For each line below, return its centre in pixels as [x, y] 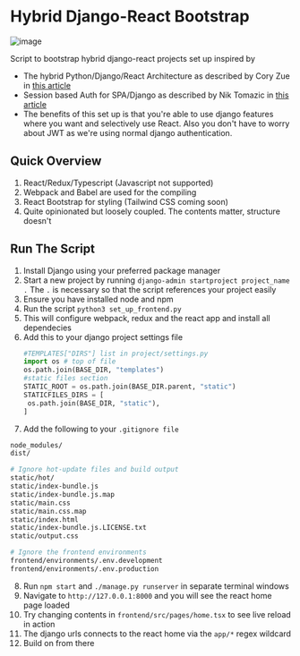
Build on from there [59, 643]
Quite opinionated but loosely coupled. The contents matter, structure [152, 211]
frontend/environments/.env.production [85, 569]
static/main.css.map [49, 511]
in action [39, 624]
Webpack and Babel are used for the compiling [110, 192]
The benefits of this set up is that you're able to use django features [148, 114]
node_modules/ [37, 445]
